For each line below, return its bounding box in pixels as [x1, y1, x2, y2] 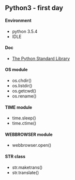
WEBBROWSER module [5, 131, 53, 137]
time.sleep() [12, 115, 36, 121]
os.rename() [12, 93, 37, 99]
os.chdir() [12, 78, 32, 83]
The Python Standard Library [12, 56, 70, 61]
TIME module [5, 104, 32, 110]
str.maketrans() [12, 164, 43, 170]
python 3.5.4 [12, 28, 38, 34]
